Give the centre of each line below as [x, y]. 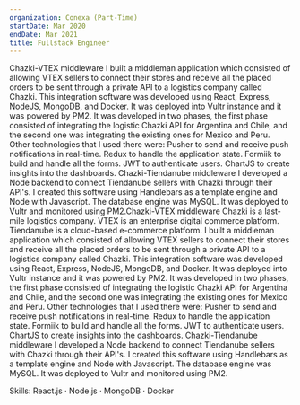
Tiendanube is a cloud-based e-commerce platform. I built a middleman [142, 231]
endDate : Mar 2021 [43, 34]
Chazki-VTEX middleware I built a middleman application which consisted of [150, 68]
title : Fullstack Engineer [60, 43]
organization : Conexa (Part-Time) [74, 18]
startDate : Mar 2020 [48, 26]
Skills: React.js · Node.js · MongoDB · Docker [92, 391]
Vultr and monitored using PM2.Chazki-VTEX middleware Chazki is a [136, 211]
